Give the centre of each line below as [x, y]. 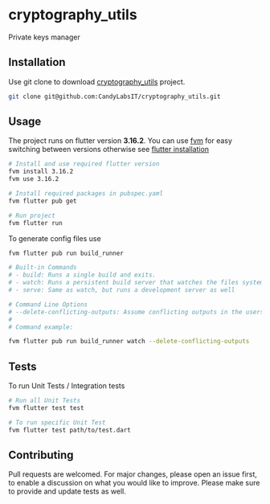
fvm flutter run [35, 223]
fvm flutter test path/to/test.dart [70, 430]
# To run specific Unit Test [57, 422]
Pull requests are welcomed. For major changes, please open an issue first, [133, 474]
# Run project [32, 215]
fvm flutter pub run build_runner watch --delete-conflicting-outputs [129, 342]
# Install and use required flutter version [84, 164]
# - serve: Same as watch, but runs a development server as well [122, 290]
